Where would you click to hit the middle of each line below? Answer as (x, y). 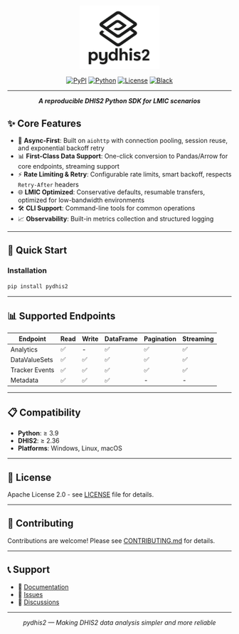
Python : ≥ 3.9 (38, 433)
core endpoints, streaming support (68, 166)
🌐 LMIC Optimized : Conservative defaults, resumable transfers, (111, 192)
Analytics (24, 349)
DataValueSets (32, 359)
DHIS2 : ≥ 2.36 (38, 441)
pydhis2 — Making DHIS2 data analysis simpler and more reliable (119, 622)
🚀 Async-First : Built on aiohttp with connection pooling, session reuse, (122, 140)
